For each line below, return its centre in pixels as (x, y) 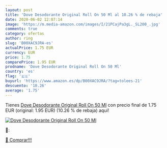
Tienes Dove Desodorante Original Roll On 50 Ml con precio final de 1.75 (81, 105)
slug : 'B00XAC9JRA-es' (29, 43)
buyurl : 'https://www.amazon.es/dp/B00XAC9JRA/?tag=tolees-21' (74, 81)
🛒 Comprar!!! (19, 140)
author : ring (19, 39)
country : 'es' (20, 72)
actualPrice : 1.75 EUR (29, 48)
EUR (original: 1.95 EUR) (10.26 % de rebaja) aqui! (57, 110)
